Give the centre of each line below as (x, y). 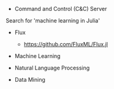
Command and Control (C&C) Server (61, 9)
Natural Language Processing (52, 68)
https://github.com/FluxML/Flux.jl (66, 44)
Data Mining (30, 80)
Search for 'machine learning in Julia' (53, 20)
